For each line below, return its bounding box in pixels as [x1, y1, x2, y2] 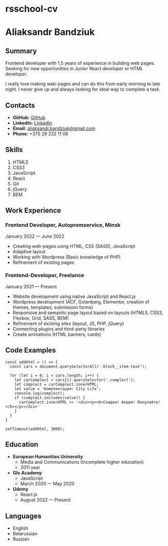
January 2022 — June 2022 [5, 233, 65, 239]
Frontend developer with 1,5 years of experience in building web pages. [5, 60, 155, 66]
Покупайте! [137, 399, 160, 405]
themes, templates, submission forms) [12, 304, 93, 310]
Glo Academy [12, 470, 42, 476]
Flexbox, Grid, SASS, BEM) [12, 315, 69, 321]
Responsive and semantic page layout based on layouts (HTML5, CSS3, [12, 309, 163, 316]
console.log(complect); [14, 391, 65, 396]
